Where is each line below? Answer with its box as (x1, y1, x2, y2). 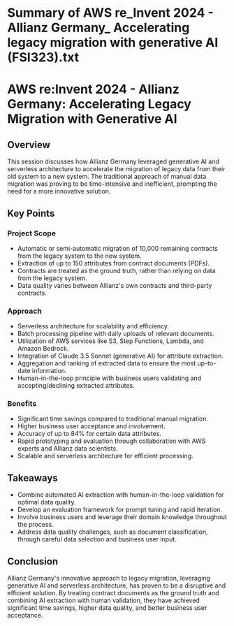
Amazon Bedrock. (17, 344, 69, 353)
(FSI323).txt (7, 50, 80, 66)
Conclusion (7, 555, 59, 567)
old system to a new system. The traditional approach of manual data (7, 173, 207, 181)
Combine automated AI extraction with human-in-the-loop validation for (17, 490, 224, 499)
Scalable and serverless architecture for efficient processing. (17, 452, 193, 460)
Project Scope (7, 228, 56, 238)
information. (31, 367, 67, 375)
